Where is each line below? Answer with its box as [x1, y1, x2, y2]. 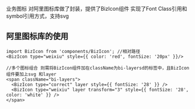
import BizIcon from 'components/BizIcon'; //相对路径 [6, 48, 141, 54]
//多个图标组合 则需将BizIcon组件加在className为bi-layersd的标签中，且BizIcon [6, 65, 190, 71]
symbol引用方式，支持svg [6, 12, 69, 19]
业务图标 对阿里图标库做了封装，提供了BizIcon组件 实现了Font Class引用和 [6, 5, 187, 12]
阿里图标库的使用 [6, 31, 69, 41]
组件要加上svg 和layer [6, 71, 57, 77]
